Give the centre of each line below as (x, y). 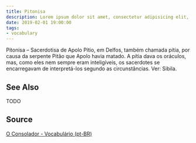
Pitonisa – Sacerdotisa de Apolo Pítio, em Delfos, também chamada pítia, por (98, 50)
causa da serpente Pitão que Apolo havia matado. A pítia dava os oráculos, (96, 56)
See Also (22, 87)
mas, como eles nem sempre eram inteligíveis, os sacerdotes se (83, 63)
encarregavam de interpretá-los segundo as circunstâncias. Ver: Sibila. (91, 69)
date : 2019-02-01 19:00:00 (39, 22)
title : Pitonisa (26, 11)
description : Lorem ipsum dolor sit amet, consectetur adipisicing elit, (98, 17)
